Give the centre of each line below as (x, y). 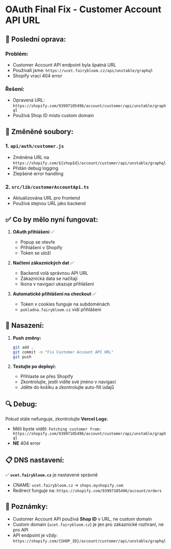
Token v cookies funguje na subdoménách (65, 304)
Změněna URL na (31, 157)
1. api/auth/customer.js (35, 146)
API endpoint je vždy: (35, 535)
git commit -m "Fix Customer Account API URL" (63, 352)
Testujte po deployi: (34, 366)
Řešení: (15, 89)
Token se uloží (35, 253)
